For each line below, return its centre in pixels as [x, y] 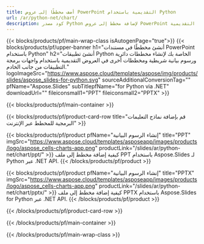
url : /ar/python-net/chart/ [42, 18]
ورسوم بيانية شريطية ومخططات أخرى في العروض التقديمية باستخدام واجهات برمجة [101, 60]
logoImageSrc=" [27, 74]
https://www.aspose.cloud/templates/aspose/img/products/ [123, 74]
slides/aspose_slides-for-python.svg [53, 80]
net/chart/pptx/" [27, 193]
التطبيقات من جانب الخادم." [38, 67]
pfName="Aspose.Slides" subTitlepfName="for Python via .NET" [88, 86]
